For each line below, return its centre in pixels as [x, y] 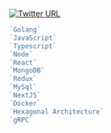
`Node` [21, 54]
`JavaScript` [33, 38]
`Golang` [25, 30]
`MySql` [23, 87]
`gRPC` [21, 120]
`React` [23, 63]
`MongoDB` [27, 70]
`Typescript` [33, 46]
